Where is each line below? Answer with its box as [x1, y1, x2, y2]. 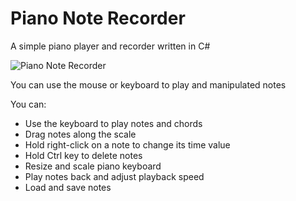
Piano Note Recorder [10, 7, 186, 30]
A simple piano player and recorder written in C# [10, 40, 211, 52]
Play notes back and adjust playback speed [24, 170, 205, 182]
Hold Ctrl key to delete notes [24, 149, 143, 161]
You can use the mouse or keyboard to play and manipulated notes [10, 78, 287, 91]
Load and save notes [24, 181, 112, 193]
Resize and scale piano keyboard [24, 160, 162, 172]
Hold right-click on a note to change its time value [24, 138, 231, 151]
